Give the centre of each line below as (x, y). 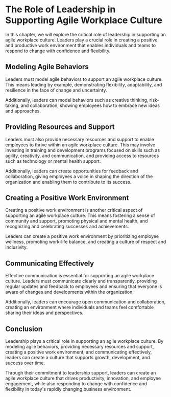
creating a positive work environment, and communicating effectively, (79, 352)
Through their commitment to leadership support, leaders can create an (81, 373)
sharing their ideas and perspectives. (44, 313)
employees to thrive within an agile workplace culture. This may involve (80, 145)
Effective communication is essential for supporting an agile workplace (80, 276)
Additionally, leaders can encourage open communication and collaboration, (86, 302)
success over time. (25, 363)
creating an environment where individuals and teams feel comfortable (80, 307)
